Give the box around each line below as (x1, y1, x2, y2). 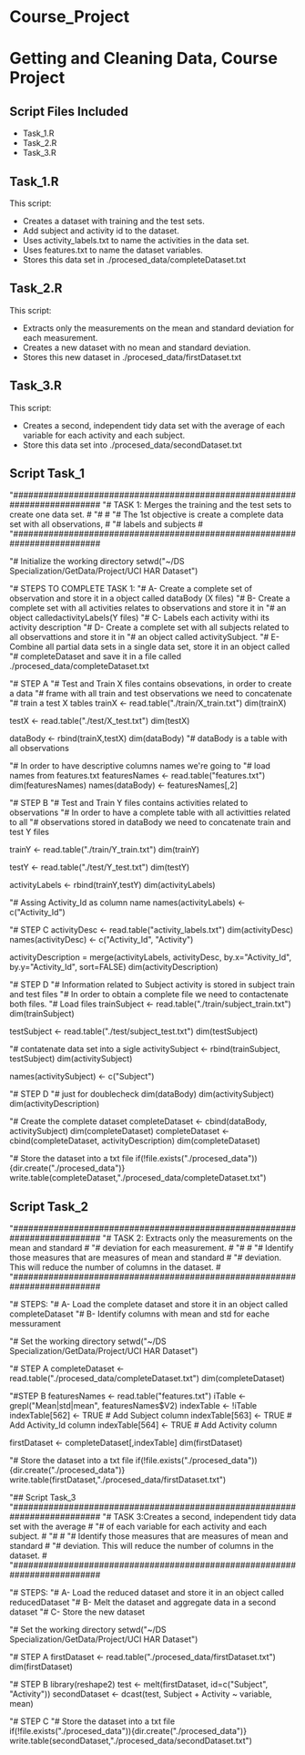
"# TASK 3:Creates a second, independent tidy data (102, 1512, 297, 1523)
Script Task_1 (9, 466, 85, 481)
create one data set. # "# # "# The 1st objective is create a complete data (9, 509, 284, 521)
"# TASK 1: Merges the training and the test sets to (102, 500, 292, 511)
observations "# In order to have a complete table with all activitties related (9, 807, 291, 818)
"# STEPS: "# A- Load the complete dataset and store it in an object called (9, 1299, 289, 1310)
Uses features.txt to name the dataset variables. (22, 244, 203, 255)
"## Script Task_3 (9, 1492, 76, 1503)
